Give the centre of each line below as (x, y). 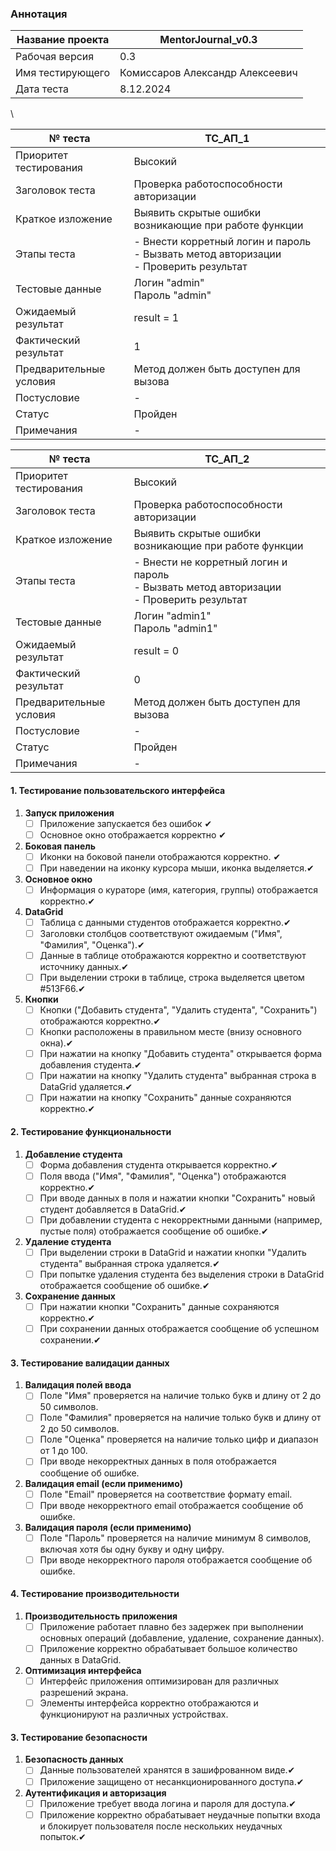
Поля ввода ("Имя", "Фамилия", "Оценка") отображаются (163, 1176)
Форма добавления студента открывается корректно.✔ (159, 1164)
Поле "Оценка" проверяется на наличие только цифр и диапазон (179, 1439)
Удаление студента (68, 1241)
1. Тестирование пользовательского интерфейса (118, 790)
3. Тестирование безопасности (79, 1737)
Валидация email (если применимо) (104, 1483)
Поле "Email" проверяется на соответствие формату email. (166, 1494)
